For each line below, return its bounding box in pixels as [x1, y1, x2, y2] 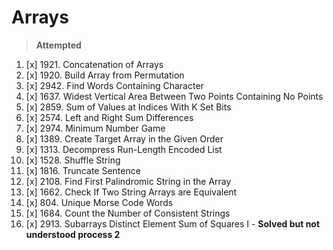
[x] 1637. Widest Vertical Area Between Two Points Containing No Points [25, 90, 324, 102]
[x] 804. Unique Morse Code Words [25, 196, 174, 208]
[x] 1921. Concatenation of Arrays [25, 58, 164, 70]
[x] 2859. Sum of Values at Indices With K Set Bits [25, 101, 232, 113]
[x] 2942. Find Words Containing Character [25, 79, 204, 91]
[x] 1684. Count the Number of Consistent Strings [25, 207, 231, 219]
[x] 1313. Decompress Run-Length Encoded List [25, 143, 223, 155]
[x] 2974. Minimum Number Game [25, 122, 166, 134]
